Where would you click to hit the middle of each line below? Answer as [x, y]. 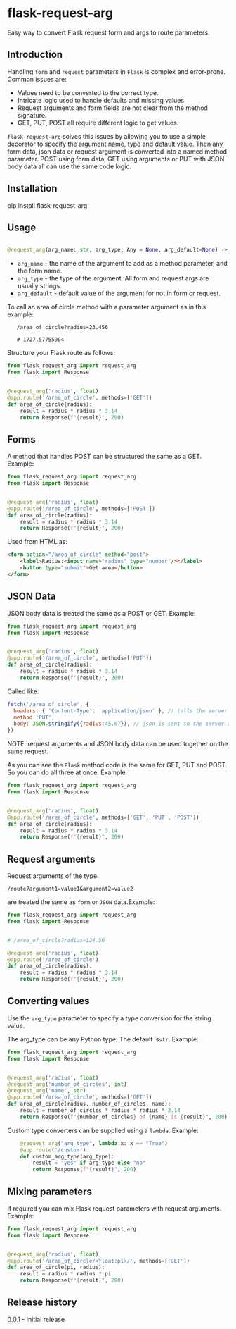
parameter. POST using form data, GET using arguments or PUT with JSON [116, 159]
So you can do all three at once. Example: [67, 772]
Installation [32, 188]
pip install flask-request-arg [47, 205]
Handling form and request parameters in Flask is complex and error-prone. [117, 71]
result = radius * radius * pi [66, 1274]
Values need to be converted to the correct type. [88, 92]
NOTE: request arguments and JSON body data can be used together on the [118, 744]
